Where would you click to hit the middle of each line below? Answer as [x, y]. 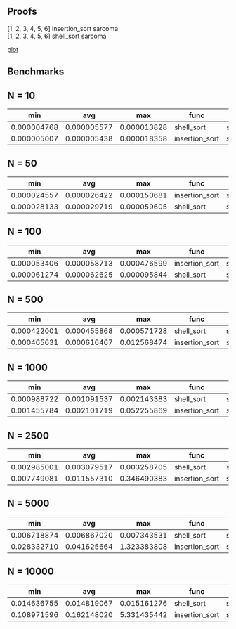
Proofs [22, 12]
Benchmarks [36, 72]
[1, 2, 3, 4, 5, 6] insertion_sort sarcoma [63, 28]
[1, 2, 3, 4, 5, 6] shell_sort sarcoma [57, 36]
